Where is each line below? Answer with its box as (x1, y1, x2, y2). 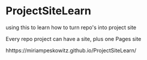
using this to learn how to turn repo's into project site (5, 24, 136, 31)
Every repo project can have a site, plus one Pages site (5, 35, 142, 42)
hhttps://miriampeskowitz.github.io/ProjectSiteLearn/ (5, 46, 137, 54)
